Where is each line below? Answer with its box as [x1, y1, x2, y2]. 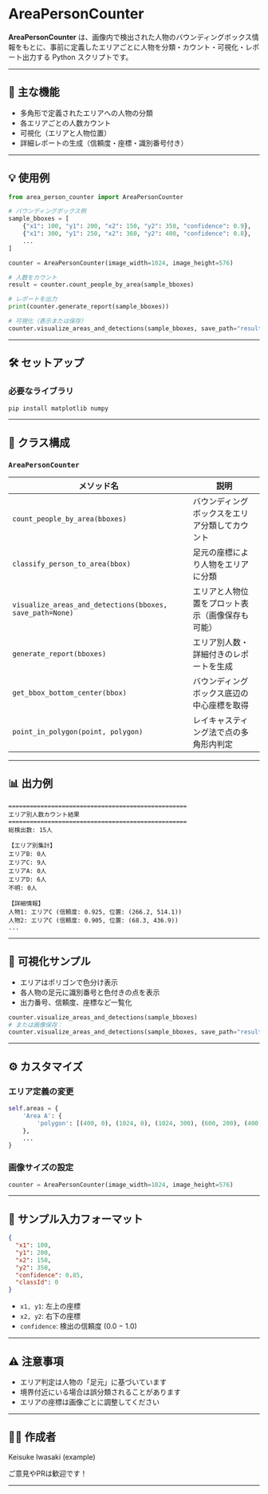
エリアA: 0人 [8, 867, 47, 875]
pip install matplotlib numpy [8, 404, 109, 412]
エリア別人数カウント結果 [8, 811, 80, 819]
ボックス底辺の [192, 688, 249, 699]
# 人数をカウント [8, 273, 57, 281]
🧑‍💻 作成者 [8, 1430, 57, 1444]
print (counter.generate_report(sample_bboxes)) [8, 303, 170, 311]
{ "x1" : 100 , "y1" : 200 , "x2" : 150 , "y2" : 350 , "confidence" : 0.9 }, [22, 222, 251, 230]
